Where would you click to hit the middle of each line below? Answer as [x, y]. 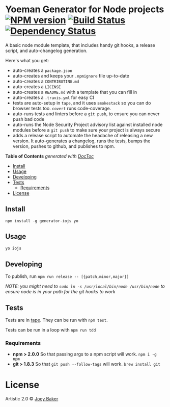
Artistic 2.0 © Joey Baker [32, 399]
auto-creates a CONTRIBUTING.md [46, 81]
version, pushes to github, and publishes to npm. [64, 146]
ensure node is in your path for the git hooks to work [60, 292]
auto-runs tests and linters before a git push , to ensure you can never [86, 114]
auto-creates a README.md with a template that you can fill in [75, 92]
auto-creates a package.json [42, 70]
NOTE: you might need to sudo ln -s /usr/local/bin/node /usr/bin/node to [85, 286]
